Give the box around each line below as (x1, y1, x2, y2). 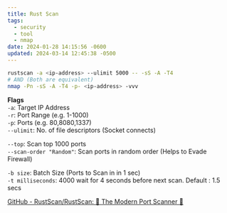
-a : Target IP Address (7, 103, 70, 111)
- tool (14, 30, 33, 38)
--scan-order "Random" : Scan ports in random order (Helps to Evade (7, 147, 207, 155)
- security (14, 23, 46, 31)
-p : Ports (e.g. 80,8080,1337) (7, 118, 92, 126)
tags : (7, 17, 23, 24)
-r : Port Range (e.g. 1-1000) (7, 111, 89, 119)
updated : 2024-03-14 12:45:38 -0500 (7, 50, 116, 58)
